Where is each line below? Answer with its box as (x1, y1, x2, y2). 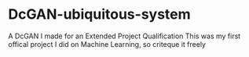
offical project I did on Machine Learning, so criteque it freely (8, 39, 207, 48)
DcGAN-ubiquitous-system (8, 5, 191, 23)
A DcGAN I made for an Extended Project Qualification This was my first (8, 31, 241, 41)
